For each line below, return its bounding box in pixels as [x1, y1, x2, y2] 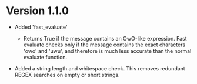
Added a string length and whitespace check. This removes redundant [14, 65, 185, 72]
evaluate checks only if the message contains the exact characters [23, 41, 186, 48]
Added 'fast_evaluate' [14, 23, 68, 31]
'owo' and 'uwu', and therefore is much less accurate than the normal [23, 47, 192, 54]
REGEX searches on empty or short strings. [14, 71, 120, 78]
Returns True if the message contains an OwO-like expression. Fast [23, 35, 187, 42]
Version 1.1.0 [6, 4, 69, 18]
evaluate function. [23, 53, 68, 61]
